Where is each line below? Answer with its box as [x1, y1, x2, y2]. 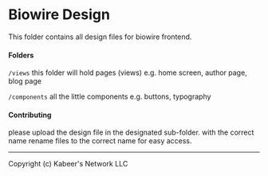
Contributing [8, 110, 52, 119]
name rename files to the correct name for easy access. [8, 136, 193, 146]
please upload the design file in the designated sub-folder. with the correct [8, 127, 254, 137]
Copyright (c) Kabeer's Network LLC [8, 159, 128, 169]
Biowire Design [8, 6, 110, 24]
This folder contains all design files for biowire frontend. [8, 32, 192, 41]
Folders [8, 50, 34, 60]
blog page [8, 76, 42, 86]
